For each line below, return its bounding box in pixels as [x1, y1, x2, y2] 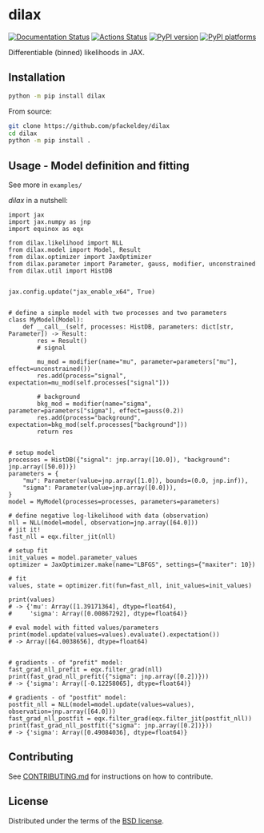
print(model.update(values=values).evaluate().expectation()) [8, 631, 220, 639]
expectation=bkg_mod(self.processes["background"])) [8, 421, 188, 429]
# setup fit [8, 547, 48, 555]
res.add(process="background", [37, 414, 142, 422]
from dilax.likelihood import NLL [8, 239, 124, 247]
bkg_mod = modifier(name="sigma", [37, 400, 152, 409]
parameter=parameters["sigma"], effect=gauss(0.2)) [8, 407, 184, 415]
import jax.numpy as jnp [8, 218, 91, 226]
